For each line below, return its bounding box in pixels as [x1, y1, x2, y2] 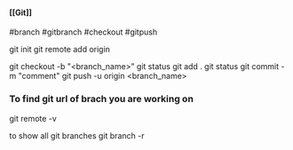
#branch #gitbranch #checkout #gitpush [9, 27, 158, 37]
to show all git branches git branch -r [9, 130, 145, 141]
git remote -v [9, 113, 58, 123]
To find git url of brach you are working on [9, 93, 194, 106]
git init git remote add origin [9, 44, 111, 55]
